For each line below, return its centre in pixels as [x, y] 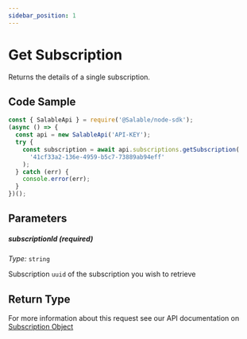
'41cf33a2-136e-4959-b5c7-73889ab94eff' [97, 157]
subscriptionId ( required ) [51, 238]
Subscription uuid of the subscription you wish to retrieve [102, 274]
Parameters [38, 219]
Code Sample [42, 101]
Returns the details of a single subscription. [79, 77]
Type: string [29, 259]
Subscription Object [41, 327]
